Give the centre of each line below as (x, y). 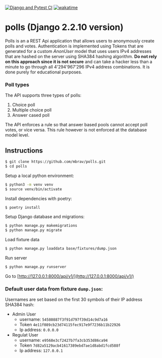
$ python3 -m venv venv (29, 184)
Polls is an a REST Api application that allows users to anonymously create (80, 41)
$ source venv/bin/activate (34, 189)
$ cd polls (16, 166)
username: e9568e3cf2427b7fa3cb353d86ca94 (64, 340)
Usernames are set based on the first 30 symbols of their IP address (74, 300)
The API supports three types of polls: (43, 95)
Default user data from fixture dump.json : (54, 289)
